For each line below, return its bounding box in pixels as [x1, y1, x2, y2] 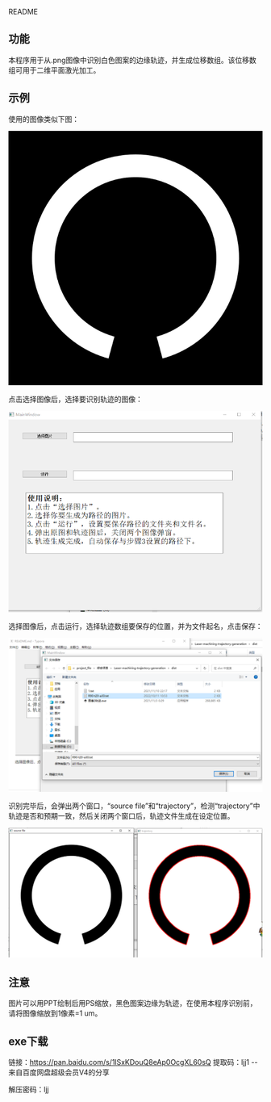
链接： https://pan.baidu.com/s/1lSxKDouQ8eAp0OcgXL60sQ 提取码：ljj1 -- [8, 1058, 258, 1067]
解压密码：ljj [8, 1085, 50, 1095]
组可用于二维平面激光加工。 [8, 65, 101, 75]
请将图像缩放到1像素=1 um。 [8, 1008, 102, 1018]
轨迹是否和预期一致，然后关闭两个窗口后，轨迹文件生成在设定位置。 [8, 811, 235, 821]
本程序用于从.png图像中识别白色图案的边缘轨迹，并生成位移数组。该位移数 [8, 55, 256, 65]
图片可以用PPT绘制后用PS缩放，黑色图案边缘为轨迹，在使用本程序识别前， [8, 999, 257, 1008]
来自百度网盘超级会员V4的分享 [8, 1067, 110, 1077]
